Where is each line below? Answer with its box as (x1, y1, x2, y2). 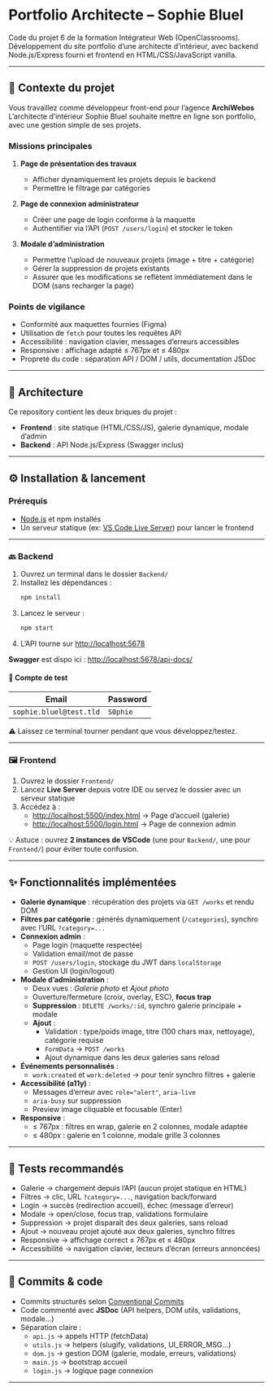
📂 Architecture (8, 385, 84, 399)
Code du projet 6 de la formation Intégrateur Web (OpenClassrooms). (8, 33, 240, 42)
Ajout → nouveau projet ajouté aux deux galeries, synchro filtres (19, 1227, 236, 1236)
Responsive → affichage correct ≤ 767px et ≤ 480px (19, 1235, 196, 1245)
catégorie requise (44, 1036, 104, 1045)
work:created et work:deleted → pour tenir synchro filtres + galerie (32, 1070, 256, 1079)
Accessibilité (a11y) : (19, 1079, 91, 1088)
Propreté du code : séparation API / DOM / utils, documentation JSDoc (19, 354, 257, 364)
